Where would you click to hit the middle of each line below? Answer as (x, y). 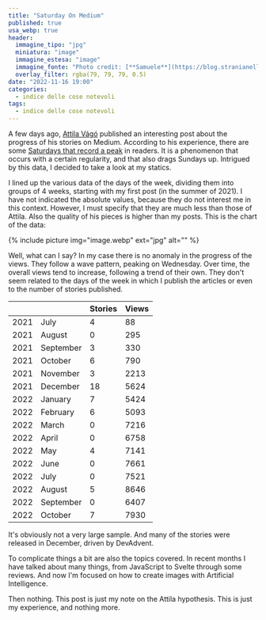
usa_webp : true (33, 30)
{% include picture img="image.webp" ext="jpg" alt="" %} (104, 240)
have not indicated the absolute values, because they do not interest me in (130, 200)
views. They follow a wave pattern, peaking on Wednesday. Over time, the (129, 264)
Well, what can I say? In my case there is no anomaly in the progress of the (130, 255)
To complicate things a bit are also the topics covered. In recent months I (127, 558)
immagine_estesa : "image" (58, 60)
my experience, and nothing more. (64, 607)
